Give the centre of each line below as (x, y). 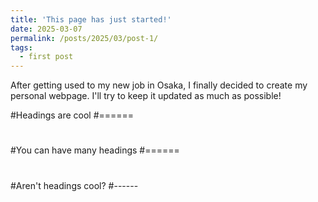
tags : (21, 47)
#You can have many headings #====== (95, 150)
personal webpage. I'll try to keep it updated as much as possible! (146, 96)
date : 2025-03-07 (46, 29)
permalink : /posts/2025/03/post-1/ (84, 38)
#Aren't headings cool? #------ (74, 185)
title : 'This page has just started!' (91, 19)
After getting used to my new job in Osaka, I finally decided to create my (159, 85)
